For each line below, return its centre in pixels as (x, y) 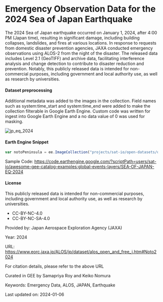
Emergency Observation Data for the (81, 9)
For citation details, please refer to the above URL (55, 266)
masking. (14, 122)
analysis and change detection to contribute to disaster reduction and (74, 64)
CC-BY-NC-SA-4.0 (31, 219)
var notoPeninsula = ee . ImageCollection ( (48, 152)
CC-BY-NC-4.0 (27, 213)
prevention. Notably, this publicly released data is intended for (67, 68)
